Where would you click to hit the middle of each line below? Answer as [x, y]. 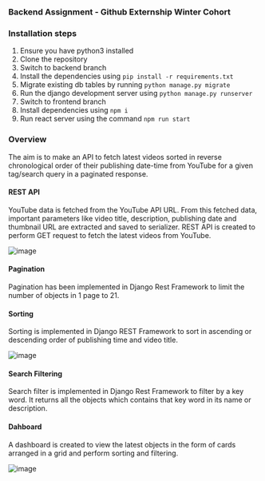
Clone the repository [53, 59]
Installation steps [43, 33]
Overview [28, 140]
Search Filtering [35, 373]
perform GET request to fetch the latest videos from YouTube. [110, 235]
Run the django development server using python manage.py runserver [136, 93]
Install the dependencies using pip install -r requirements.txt [127, 76]
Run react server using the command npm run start [105, 119]
